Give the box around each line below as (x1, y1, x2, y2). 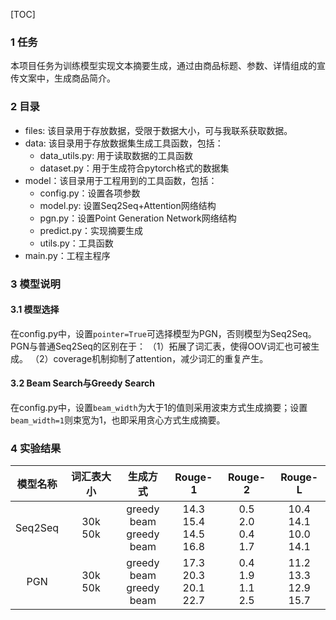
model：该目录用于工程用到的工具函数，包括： (24, 174, 218, 186)
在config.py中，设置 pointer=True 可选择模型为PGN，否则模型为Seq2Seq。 (10, 327, 317, 339)
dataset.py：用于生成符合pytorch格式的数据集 (39, 162, 230, 174)
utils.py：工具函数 (39, 237, 114, 249)
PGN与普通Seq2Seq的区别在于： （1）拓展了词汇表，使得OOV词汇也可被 (10, 340, 312, 352)
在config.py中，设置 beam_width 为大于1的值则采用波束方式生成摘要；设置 (10, 401, 308, 413)
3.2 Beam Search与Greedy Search (10, 377, 155, 389)
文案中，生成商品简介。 (18, 72, 116, 84)
